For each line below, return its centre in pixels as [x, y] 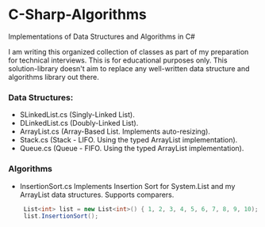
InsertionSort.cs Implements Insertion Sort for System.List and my [127, 186]
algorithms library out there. [54, 77]
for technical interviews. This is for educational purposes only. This [118, 60]
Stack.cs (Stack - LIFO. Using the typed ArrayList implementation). [129, 140]
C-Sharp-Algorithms [77, 15]
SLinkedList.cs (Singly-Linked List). [77, 115]
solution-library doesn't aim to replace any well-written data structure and [129, 68]
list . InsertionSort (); [61, 216]
